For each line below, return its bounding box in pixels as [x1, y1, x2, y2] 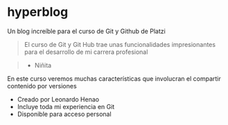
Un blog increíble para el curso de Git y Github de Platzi [7, 27, 166, 35]
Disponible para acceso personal [17, 110, 112, 118]
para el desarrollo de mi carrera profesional [24, 48, 148, 56]
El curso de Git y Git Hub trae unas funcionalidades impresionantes [24, 40, 216, 48]
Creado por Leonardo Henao [17, 95, 99, 104]
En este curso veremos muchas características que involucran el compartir [7, 74, 222, 83]
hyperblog [7, 4, 69, 20]
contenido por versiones [7, 81, 78, 90]
